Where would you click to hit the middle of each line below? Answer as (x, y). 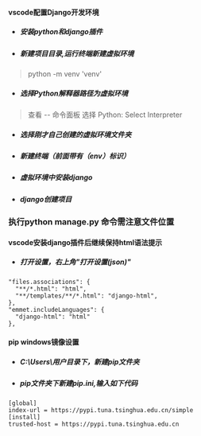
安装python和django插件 (61, 32)
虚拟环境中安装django (56, 177)
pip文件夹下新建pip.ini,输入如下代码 (79, 383)
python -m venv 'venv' (64, 74)
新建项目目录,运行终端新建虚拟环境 (77, 53)
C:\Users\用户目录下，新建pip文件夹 (80, 361)
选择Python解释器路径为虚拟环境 (74, 93)
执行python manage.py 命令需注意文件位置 (91, 222)
